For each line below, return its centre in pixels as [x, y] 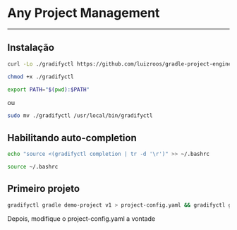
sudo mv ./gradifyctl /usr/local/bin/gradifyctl [80, 116]
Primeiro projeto [43, 189]
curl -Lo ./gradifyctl [41, 64]
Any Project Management [84, 13]
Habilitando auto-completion [72, 138]
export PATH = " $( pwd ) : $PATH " [49, 90]
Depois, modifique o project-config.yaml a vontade [81, 218]
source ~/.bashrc [33, 167]
